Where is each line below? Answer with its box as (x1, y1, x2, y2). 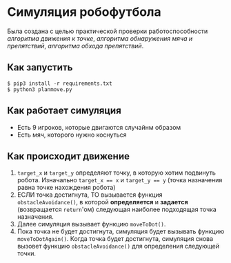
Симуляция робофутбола (7, 4, 162, 20)
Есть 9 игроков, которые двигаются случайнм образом (17, 123, 181, 131)
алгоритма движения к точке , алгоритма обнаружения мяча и (7, 34, 193, 42)
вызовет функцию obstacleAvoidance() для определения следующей (17, 242, 220, 251)
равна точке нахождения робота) (17, 184, 116, 192)
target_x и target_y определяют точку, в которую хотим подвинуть (17, 168, 216, 177)
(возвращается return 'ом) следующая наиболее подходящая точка (17, 205, 217, 214)
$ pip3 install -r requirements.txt (7, 80, 112, 87)
